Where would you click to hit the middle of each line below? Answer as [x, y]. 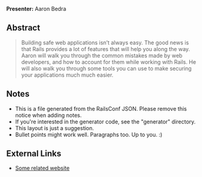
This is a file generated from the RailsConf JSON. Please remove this [101, 108]
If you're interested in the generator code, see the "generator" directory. [105, 122]
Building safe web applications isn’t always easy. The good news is [105, 43]
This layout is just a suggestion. [54, 128]
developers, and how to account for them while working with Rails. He [109, 62]
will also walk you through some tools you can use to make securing [106, 68]
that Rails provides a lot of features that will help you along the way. [106, 49]
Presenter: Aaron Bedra [36, 9]
